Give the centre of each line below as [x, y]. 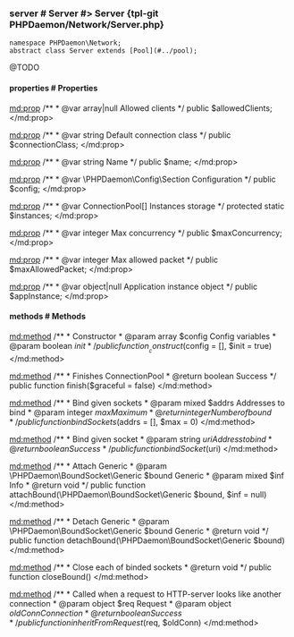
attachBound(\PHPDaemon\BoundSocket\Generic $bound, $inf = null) [138, 494]
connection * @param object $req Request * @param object [121, 603]
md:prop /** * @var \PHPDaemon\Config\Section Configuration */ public [143, 179]
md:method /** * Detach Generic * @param [89, 521]
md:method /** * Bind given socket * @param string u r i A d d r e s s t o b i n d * [141, 439]
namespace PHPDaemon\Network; [66, 43]
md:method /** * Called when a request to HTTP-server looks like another [145, 594]
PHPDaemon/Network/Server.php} [87, 24]
